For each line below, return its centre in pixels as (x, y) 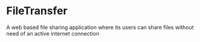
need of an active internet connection (53, 33)
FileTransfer (37, 11)
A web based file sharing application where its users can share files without (100, 27)
